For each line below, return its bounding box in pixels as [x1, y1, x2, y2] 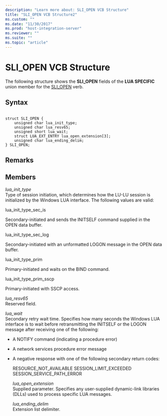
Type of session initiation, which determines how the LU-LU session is [5, 191, 150, 197]
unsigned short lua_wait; [14, 129, 69, 134]
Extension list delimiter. [12, 406, 61, 412]
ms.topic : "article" [5, 40, 49, 45]
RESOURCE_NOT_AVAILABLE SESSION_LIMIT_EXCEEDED [12, 365, 132, 371]
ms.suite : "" [5, 36, 33, 41]
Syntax [5, 98, 28, 107]
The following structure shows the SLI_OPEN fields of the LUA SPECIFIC [5, 78, 155, 84]
